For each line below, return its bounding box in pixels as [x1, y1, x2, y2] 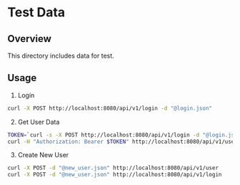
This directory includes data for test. [7, 51, 114, 60]
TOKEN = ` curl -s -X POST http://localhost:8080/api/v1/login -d [7, 131, 200, 139]
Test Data [7, 4, 66, 21]
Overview [7, 33, 52, 45]
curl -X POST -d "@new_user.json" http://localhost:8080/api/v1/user [7, 164, 219, 171]
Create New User [17, 151, 69, 159]
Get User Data [17, 117, 60, 126]
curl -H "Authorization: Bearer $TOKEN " [7, 138, 130, 145]
